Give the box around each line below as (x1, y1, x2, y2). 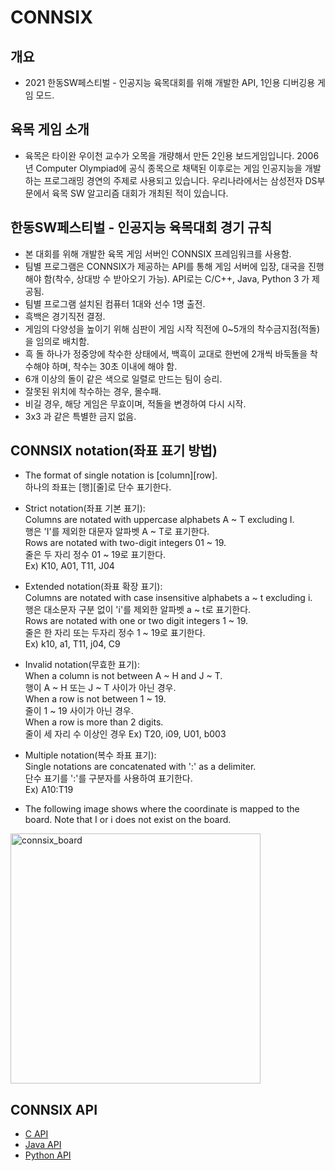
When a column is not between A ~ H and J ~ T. (24, 670, 223, 682)
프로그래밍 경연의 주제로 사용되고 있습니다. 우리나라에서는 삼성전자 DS (43, 174, 318, 186)
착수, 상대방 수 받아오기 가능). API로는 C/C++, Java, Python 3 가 (54, 272, 310, 285)
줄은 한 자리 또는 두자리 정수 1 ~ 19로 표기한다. (24, 627, 206, 639)
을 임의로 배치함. (24, 335, 90, 347)
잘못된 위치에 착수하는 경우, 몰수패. (24, 385, 162, 397)
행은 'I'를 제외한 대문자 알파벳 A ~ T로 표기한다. (24, 526, 210, 538)
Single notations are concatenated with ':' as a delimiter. (24, 761, 257, 773)
